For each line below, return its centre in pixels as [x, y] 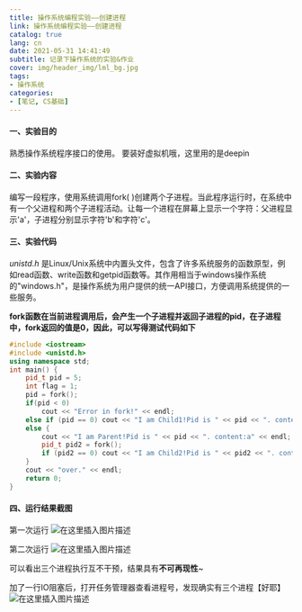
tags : [19, 76]
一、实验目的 [33, 130]
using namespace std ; [50, 361]
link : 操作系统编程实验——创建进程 [66, 26]
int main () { [34, 370]
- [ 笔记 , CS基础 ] [39, 101]
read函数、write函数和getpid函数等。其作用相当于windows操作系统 [142, 274]
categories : [31, 93]
